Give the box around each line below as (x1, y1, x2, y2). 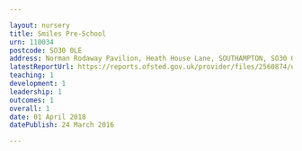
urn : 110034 (9, 38, 54, 46)
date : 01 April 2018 (9, 113, 87, 122)
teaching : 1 (9, 71, 54, 80)
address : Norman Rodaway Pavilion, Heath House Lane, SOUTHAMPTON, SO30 (9, 55, 288, 63)
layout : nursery (9, 21, 70, 29)
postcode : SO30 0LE (9, 46, 83, 55)
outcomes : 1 (9, 96, 54, 105)
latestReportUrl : (9, 63, 75, 71)
